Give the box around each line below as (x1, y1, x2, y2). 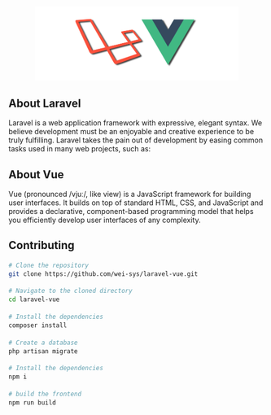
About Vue (8, 168, 64, 181)
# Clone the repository (8, 261, 90, 269)
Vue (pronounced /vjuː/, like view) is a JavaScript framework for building (8, 190, 251, 199)
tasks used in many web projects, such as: (8, 144, 151, 154)
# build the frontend (8, 390, 82, 398)
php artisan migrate (8, 347, 79, 356)
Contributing (8, 238, 75, 252)
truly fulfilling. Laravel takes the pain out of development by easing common (8, 135, 264, 145)
